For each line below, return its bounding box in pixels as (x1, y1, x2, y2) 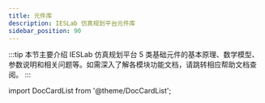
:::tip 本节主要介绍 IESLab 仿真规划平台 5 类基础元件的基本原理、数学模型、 (8, 50, 259, 60)
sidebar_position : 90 (8, 27, 82, 35)
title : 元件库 (8, 11, 53, 20)
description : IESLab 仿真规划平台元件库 (8, 19, 136, 27)
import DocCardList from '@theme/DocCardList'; (8, 86, 172, 96)
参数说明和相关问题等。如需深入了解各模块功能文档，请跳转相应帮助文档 (8, 60, 250, 69)
